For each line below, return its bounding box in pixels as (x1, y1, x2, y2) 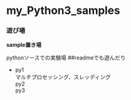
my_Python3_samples (6, 4, 121, 18)
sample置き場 (6, 41, 41, 48)
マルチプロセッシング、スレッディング (15, 73, 111, 81)
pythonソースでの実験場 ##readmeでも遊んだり (6, 54, 126, 61)
